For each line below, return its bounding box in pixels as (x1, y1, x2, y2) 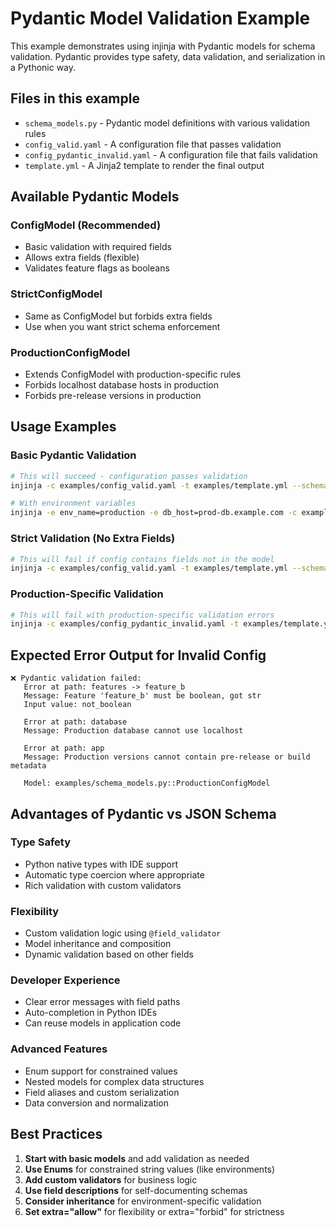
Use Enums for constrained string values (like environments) (24, 1163, 276, 1175)
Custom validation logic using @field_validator (24, 927, 222, 939)
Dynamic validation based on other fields (24, 948, 194, 961)
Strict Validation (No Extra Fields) (10, 532, 176, 546)
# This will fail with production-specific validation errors (10, 610, 275, 620)
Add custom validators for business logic (24, 1173, 198, 1186)
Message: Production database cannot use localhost (23, 726, 244, 736)
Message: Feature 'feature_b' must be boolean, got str (23, 691, 262, 701)
